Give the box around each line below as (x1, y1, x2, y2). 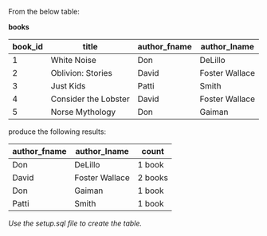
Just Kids (50, 81, 86, 91)
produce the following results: (8, 127, 106, 136)
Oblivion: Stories (50, 68, 113, 78)
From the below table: (8, 7, 80, 16)
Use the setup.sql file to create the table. (8, 218, 142, 228)
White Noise (50, 55, 97, 65)
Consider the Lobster (50, 93, 130, 104)
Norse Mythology (50, 107, 116, 117)
